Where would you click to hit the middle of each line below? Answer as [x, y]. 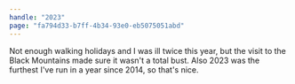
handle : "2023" [37, 17]
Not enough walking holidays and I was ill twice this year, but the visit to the [148, 50]
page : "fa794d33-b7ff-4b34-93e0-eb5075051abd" [97, 26]
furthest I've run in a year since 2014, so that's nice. [104, 69]
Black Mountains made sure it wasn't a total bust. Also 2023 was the [135, 60]
